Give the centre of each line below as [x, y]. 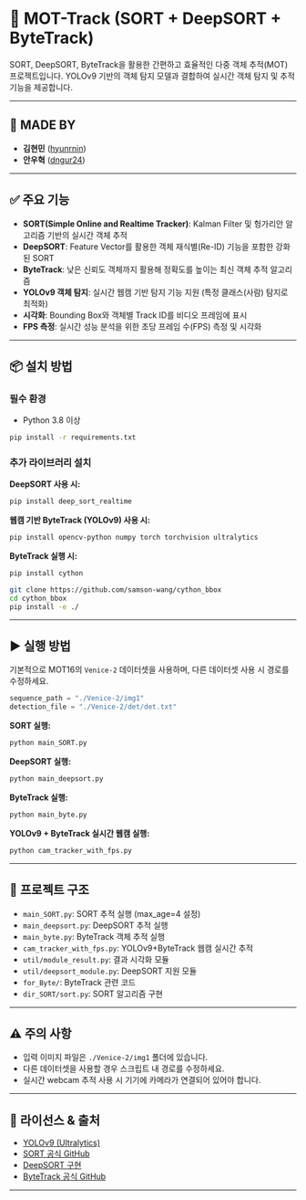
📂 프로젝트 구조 [49, 890]
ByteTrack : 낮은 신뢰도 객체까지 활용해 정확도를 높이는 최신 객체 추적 [145, 269]
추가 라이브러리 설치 [51, 463]
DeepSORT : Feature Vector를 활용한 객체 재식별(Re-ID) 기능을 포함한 [148, 247]
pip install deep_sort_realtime [71, 501]
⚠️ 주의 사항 [41, 1033]
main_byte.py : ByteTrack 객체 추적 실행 [94, 936]
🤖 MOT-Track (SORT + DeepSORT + [146, 19]
